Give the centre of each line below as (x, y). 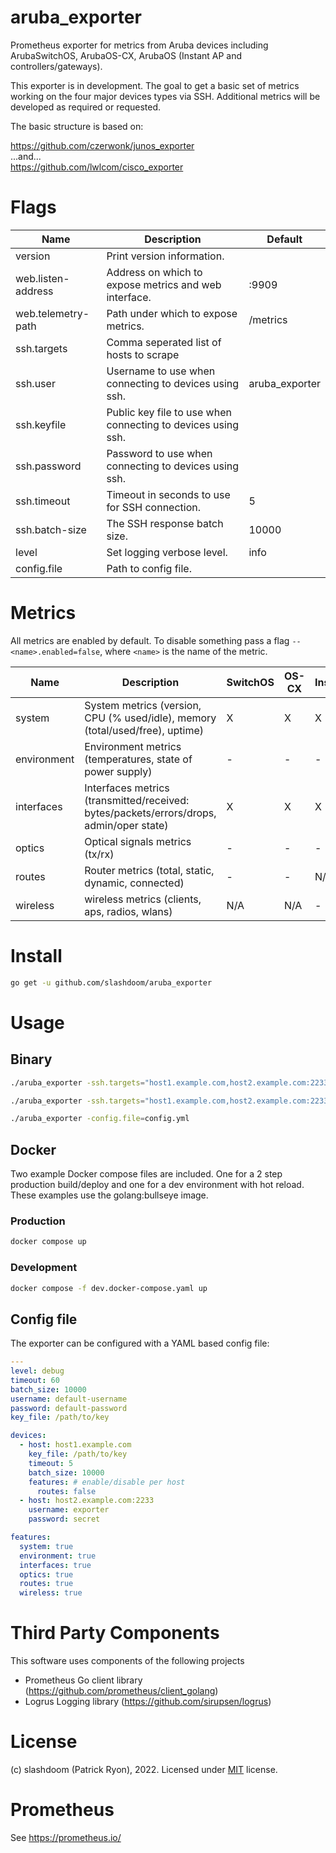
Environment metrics (133, 746)
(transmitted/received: (137, 800)
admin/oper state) (126, 825)
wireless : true (51, 1593)
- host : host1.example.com (75, 1445)
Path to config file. (149, 568)
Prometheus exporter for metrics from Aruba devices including (139, 45)
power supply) (118, 771)
